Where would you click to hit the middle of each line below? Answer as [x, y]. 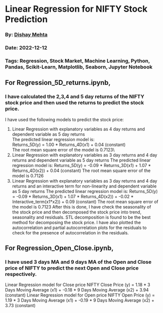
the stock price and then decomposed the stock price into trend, [77, 212]
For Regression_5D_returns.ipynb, [58, 83]
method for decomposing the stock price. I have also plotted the [76, 222]
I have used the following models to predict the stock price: [64, 119]
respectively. [21, 274]
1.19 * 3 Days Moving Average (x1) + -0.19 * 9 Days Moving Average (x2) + [80, 300]
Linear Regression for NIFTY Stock [76, 9]
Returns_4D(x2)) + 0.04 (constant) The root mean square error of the [81, 170]
